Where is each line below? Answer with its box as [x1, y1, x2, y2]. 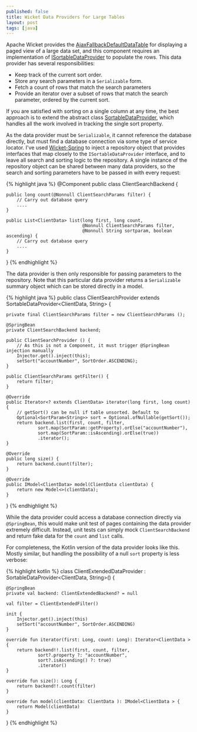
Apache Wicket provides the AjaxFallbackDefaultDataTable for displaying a [6, 41, 187, 48]
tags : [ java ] [6, 25, 38, 31]
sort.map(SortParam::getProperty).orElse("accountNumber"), [37, 425, 188, 431]
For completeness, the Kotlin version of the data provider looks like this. [6, 544, 180, 551]
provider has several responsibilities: [6, 60, 95, 67]
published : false [6, 8, 49, 15]
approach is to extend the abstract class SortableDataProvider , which [6, 114, 175, 121]
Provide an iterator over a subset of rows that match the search [14, 90, 168, 97]
